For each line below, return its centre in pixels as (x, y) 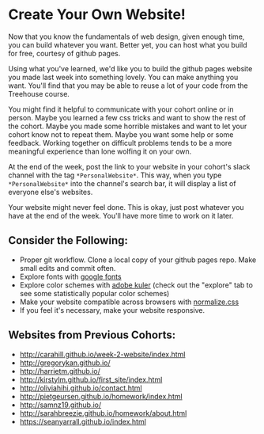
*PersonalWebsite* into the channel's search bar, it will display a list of (122, 183)
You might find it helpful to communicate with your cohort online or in (121, 109)
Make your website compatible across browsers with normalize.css (129, 302)
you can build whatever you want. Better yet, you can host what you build (128, 44)
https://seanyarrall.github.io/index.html (83, 421)
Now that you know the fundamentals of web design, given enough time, (126, 36)
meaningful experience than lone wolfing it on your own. (100, 151)
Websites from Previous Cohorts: (92, 335)
